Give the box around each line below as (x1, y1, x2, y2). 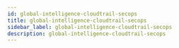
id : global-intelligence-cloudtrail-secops (7, 10, 138, 18)
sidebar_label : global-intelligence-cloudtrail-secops (7, 23, 173, 30)
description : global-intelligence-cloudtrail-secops (7, 30, 166, 37)
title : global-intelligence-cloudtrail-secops (7, 17, 147, 24)
